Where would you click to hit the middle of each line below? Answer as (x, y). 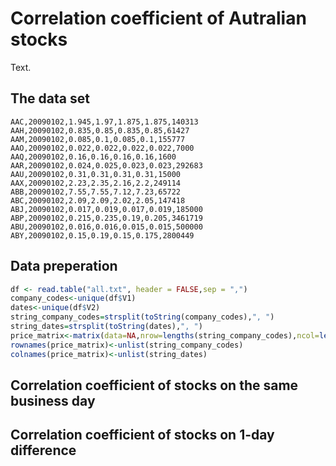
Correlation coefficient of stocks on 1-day (142, 435)
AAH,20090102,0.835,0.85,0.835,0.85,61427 (100, 130)
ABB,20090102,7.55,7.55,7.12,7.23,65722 (96, 192)
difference (43, 450)
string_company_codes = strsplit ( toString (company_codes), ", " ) (142, 317)
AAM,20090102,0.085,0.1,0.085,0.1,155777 (98, 139)
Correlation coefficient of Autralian (158, 18)
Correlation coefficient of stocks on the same (154, 385)
